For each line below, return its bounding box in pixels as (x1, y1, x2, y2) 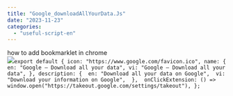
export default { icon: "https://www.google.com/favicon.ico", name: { (14, 58, 226, 65)
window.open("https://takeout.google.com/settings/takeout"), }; (7, 83, 200, 90)
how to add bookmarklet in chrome (7, 49, 108, 57)
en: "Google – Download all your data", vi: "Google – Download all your (7, 64, 226, 72)
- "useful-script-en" (13, 29, 77, 37)
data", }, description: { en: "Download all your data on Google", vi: (7, 70, 226, 77)
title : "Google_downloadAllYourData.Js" (7, 10, 127, 17)
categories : (7, 23, 42, 30)
